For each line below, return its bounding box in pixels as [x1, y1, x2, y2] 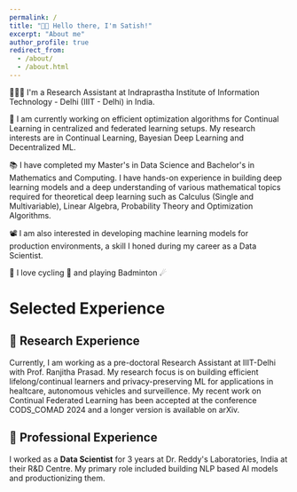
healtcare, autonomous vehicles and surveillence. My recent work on [9, 385, 262, 396]
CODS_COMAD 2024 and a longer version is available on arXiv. [9, 404, 240, 415]
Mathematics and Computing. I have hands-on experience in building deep [9, 172, 282, 183]
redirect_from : [9, 46, 66, 55]
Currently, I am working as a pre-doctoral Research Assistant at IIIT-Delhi [9, 357, 277, 368]
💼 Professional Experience [9, 430, 158, 445]
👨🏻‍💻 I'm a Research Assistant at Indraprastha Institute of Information [9, 86, 260, 98]
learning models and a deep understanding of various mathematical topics [9, 181, 281, 192]
